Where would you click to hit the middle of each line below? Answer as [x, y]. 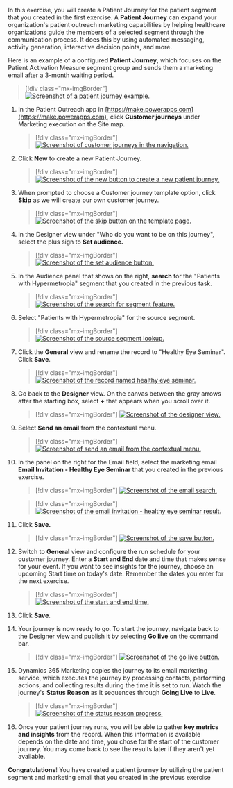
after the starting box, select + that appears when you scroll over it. [114, 401]
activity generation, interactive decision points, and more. [90, 47]
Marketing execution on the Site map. [71, 124]
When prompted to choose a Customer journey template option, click [116, 193]
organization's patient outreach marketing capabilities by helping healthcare [116, 25]
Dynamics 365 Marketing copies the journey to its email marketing [112, 670]
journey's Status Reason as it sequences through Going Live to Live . [116, 693]
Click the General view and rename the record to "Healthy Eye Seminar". [122, 352]
